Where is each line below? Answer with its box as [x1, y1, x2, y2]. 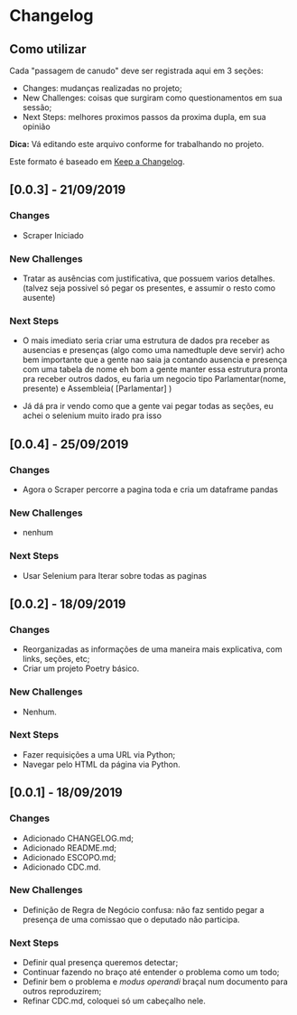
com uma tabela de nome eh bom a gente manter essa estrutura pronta [22, 364, 289, 375]
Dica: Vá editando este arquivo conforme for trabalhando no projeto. [9, 139, 265, 149]
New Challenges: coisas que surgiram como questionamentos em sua [22, 92, 283, 103]
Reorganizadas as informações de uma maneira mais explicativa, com [22, 644, 283, 655]
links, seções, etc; [22, 654, 90, 665]
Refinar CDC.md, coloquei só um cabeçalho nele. [22, 995, 206, 1007]
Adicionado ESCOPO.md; [22, 852, 116, 862]
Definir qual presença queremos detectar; [22, 957, 179, 968]
